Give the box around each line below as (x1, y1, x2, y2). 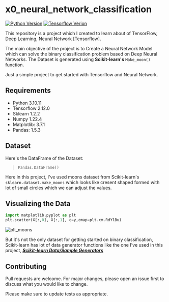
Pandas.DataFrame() (17, 165, 60, 170)
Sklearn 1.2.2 (12, 110, 40, 116)
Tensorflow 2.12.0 (12, 105, 50, 111)
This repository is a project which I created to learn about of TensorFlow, (5, 30, 158, 36)
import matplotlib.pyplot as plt (5, 213, 76, 218)
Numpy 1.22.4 (12, 116, 42, 122)
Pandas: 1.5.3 (12, 127, 41, 133)
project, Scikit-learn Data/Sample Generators (5, 248, 103, 254)
